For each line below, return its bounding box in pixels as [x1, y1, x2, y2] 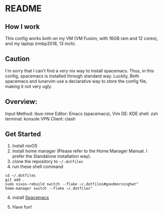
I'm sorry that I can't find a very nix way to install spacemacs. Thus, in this [5, 68, 154, 73]
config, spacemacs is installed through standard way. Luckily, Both [5, 73, 140, 79]
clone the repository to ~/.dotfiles [12, 159, 83, 165]
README [5, 3, 42, 14]
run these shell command [12, 164, 63, 169]
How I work [5, 23, 40, 31]
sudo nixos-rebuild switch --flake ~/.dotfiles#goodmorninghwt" [5, 182, 139, 187]
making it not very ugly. [5, 83, 52, 89]
